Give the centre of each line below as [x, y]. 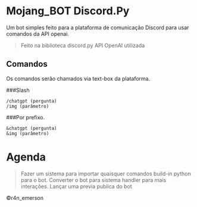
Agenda [26, 157]
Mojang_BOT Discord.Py [68, 11]
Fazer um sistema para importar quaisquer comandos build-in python [106, 174]
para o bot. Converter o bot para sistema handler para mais [93, 180]
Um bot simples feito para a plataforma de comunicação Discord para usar [98, 27]
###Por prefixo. [26, 117]
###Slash [18, 90]
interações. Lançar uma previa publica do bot [76, 186]
